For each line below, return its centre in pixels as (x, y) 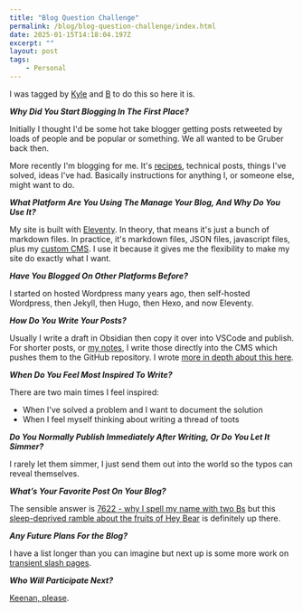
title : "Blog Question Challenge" (75, 18)
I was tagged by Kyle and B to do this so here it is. (103, 94)
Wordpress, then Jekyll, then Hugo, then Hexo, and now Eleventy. (132, 303)
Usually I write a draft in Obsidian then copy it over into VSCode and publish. (152, 338)
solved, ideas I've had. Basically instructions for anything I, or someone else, (152, 175)
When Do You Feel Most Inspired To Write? (91, 374)
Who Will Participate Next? (62, 580)
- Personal (46, 69)
